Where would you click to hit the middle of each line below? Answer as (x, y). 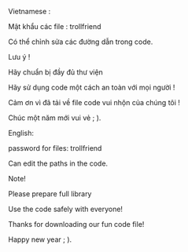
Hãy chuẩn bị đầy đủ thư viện (56, 72)
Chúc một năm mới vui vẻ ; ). (55, 118)
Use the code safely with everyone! (66, 209)
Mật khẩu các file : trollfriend (55, 26)
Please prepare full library (50, 194)
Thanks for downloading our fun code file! (76, 224)
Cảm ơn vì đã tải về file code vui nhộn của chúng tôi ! (94, 102)
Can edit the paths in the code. (58, 163)
